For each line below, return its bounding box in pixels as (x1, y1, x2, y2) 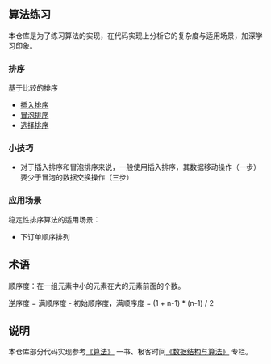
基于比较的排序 (8, 83, 58, 93)
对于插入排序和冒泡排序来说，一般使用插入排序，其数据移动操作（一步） (19, 163, 261, 172)
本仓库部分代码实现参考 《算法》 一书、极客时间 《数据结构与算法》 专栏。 (8, 347, 252, 357)
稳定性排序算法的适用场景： (8, 214, 101, 224)
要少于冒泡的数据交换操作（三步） (19, 172, 134, 182)
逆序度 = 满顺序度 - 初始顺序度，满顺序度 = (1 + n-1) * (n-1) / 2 (8, 298, 215, 307)
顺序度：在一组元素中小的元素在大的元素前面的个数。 (8, 281, 186, 290)
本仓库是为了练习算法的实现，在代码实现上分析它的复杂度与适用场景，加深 (8, 31, 256, 40)
